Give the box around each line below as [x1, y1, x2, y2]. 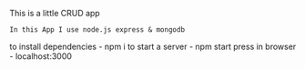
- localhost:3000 [9, 51, 73, 62]
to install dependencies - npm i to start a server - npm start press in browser [9, 41, 297, 52]
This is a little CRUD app [9, 8, 100, 18]
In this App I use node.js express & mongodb [9, 25, 185, 34]
